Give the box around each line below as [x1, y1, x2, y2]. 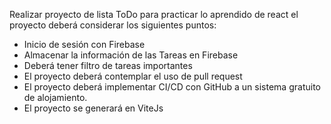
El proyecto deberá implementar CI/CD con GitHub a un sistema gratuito [23, 81, 321, 93]
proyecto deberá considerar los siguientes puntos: [9, 19, 217, 31]
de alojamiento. [23, 92, 88, 103]
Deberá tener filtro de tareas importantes [23, 60, 193, 71]
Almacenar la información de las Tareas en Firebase [23, 49, 239, 61]
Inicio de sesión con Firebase [23, 39, 146, 50]
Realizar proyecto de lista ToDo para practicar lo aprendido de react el [9, 9, 299, 20]
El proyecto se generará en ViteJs [23, 102, 164, 114]
